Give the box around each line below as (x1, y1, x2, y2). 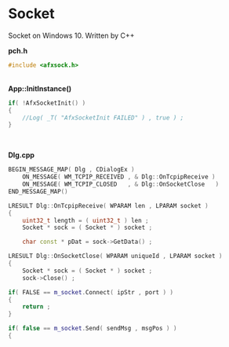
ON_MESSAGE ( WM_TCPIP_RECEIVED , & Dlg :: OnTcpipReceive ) (22, 173, 216, 181)
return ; (22, 303, 51, 311)
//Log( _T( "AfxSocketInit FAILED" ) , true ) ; (22, 113, 184, 122)
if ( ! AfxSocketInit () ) (8, 99, 86, 107)
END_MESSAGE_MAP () (8, 187, 68, 195)
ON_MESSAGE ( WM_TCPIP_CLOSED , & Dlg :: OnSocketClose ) (22, 180, 220, 189)
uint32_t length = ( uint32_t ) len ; (22, 216, 149, 224)
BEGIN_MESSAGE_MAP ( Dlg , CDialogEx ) (8, 166, 135, 174)
